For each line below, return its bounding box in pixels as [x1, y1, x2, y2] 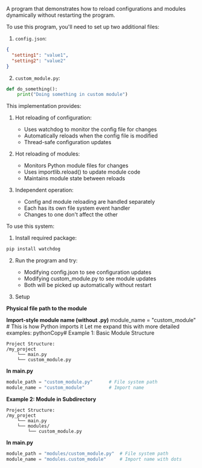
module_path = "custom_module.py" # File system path [6, 379, 158, 385]
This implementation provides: [6, 103, 81, 110]
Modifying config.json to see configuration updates [24, 268, 152, 276]
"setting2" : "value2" [11, 57, 66, 64]
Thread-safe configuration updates [24, 139, 112, 146]
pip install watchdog [6, 246, 61, 252]
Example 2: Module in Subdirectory [6, 395, 96, 403]
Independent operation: [14, 186, 74, 194]
